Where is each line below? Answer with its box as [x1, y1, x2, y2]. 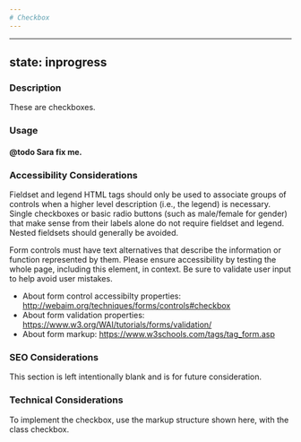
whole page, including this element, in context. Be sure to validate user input [9, 264, 291, 274]
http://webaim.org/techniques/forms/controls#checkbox [21, 300, 231, 311]
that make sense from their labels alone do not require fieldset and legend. [9, 218, 285, 229]
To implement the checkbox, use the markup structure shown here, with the [9, 414, 289, 425]
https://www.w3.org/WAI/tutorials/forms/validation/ [21, 319, 212, 330]
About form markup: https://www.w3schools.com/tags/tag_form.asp [21, 329, 275, 340]
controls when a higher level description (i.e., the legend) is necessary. [9, 199, 271, 210]
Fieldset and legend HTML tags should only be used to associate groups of [9, 189, 287, 200]
